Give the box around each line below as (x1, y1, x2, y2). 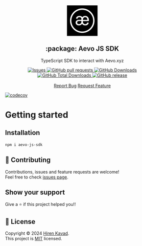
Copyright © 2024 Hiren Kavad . (5, 230, 70, 236)
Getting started (5, 110, 69, 120)
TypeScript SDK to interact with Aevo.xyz (41, 57, 124, 64)
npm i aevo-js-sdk (5, 142, 43, 147)
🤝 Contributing (5, 156, 51, 164)
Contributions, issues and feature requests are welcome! (5, 169, 119, 175)
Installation (5, 129, 40, 137)
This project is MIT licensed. (5, 236, 62, 242)
